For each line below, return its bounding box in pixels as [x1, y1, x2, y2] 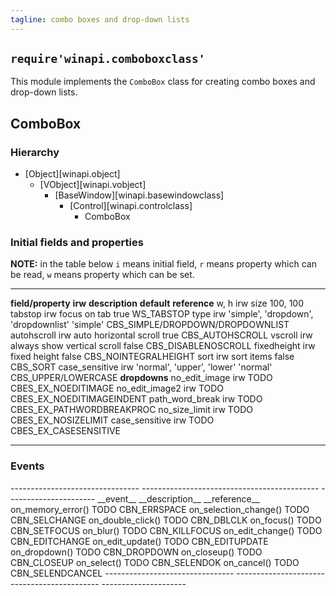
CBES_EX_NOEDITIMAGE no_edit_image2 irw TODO [10, 382, 225, 395]
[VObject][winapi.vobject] [39, 179, 147, 191]
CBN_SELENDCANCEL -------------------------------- [10, 567, 235, 579]
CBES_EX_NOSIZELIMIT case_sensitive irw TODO [10, 414, 215, 426]
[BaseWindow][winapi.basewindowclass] [54, 189, 225, 201]
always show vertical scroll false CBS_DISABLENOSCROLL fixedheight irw [10, 340, 316, 352]
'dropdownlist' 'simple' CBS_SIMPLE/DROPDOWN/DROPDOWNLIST [10, 319, 290, 331]
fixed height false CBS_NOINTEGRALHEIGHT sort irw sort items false [10, 351, 295, 363]
